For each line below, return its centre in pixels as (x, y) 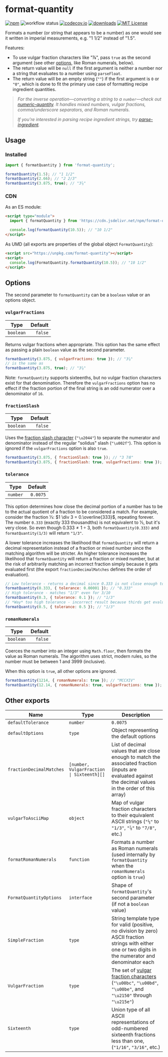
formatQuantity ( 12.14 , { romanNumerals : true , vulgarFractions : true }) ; (84, 685)
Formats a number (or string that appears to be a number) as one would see (83, 33)
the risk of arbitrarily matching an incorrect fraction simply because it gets (82, 564)
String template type (135, 918)
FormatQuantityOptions (34, 897)
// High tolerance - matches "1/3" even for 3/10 (58, 593)
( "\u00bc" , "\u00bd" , (135, 982)
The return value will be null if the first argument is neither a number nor (87, 68)
